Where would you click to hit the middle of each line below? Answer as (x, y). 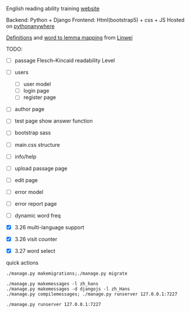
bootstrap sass (33, 133)
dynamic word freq (38, 215)
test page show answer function (54, 121)
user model (37, 84)
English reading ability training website (53, 9)
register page (40, 97)
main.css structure (37, 144)
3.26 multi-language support (49, 227)
